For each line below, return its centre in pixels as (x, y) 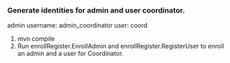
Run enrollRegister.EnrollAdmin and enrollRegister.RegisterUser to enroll (121, 46)
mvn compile (36, 39)
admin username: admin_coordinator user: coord (78, 26)
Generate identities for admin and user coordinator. (96, 10)
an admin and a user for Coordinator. (70, 53)
